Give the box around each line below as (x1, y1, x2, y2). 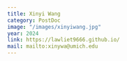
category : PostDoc (7, 17, 61, 24)
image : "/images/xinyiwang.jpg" (7, 23, 101, 30)
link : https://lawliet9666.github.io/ (7, 36, 120, 43)
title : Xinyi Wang (7, 10, 61, 18)
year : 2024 (7, 29, 39, 37)
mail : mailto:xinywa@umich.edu (7, 43, 98, 50)
